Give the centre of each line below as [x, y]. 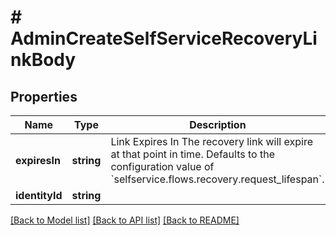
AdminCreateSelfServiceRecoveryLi [164, 38]
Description [218, 124]
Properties [44, 96]
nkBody [43, 60]
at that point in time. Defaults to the [192, 154]
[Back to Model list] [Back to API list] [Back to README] [125, 220]
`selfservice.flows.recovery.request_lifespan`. [217, 179]
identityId [39, 195]
